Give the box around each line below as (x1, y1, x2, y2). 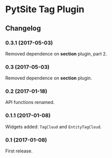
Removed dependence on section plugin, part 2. (5, 50, 107, 57)
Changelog (5, 24, 41, 33)
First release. (5, 148, 33, 154)
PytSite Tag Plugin (5, 4, 85, 15)
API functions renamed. (5, 99, 55, 106)
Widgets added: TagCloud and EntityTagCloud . (5, 123, 102, 129)
